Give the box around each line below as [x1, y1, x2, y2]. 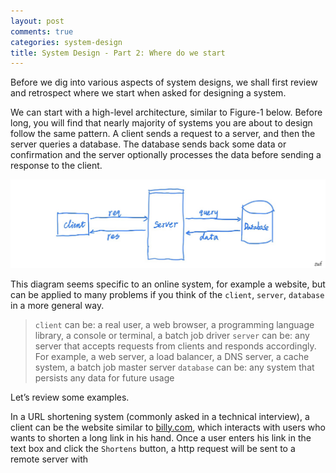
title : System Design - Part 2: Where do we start [10, 48, 226, 58]
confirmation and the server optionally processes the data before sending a [10, 149, 322, 161]
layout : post [10, 16, 65, 26]
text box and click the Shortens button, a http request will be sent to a [10, 442, 296, 454]
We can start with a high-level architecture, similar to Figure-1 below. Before [10, 106, 323, 119]
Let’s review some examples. [10, 391, 130, 403]
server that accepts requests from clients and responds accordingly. [34, 340, 317, 352]
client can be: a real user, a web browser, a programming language [34, 318, 315, 330]
